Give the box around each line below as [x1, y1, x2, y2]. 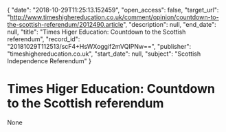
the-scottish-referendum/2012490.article [7, 21, 124, 28]
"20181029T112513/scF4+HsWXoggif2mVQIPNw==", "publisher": [7, 43, 191, 50]
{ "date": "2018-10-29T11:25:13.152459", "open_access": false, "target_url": [7, 6, 219, 14]
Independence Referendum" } [7, 57, 91, 65]
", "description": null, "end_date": [122, 21, 216, 28]
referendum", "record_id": [7, 35, 80, 43]
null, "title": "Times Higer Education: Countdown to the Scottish [7, 27, 186, 36]
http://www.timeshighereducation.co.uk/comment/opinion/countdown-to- [10, 13, 219, 21]
